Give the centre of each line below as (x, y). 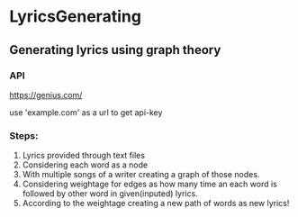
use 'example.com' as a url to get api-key (86, 112)
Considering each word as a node (85, 165)
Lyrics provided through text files (84, 156)
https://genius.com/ (46, 95)
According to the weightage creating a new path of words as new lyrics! (156, 203)
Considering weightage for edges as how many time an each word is (149, 184)
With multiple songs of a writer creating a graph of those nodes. (141, 175)
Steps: (24, 135)
